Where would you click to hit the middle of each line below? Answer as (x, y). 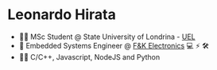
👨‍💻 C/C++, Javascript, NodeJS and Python (89, 56)
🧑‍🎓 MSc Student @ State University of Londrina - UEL (107, 37)
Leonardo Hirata (62, 15)
